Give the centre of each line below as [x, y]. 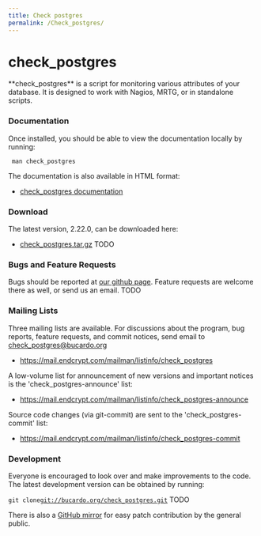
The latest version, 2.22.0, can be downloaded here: [93, 229]
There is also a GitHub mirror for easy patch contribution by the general [125, 515]
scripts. [21, 100]
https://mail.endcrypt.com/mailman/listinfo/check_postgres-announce [134, 399]
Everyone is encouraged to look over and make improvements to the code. [130, 476]
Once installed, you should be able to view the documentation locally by [125, 138]
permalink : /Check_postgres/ [56, 23]
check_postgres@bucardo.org [58, 345]
